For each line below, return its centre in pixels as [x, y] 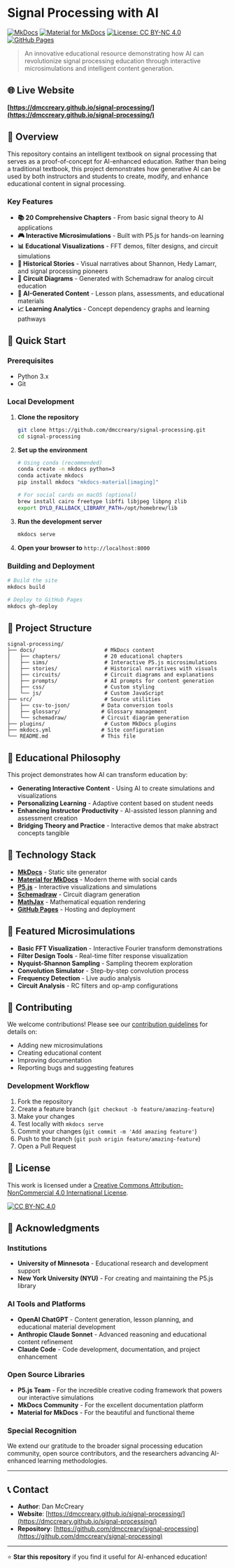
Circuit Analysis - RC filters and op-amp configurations [98, 985]
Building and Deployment [51, 566]
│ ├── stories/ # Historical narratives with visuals [112, 669]
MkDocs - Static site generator [62, 872]
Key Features [30, 201]
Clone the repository [48, 417]
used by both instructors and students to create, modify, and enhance [108, 176]
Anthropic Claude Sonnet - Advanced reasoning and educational [112, 1334]
